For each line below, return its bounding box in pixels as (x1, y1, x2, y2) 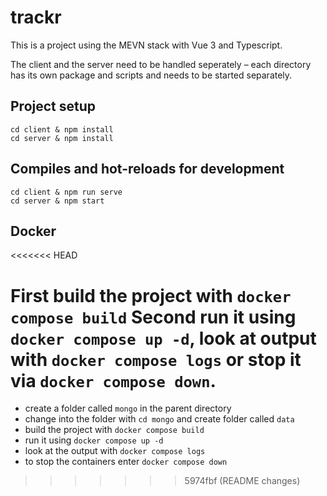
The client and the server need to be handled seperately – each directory (10, 58, 312, 70)
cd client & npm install (10, 124, 114, 135)
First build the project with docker (10, 284, 292, 307)
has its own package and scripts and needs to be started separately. (10, 69, 293, 81)
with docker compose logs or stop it (10, 348, 302, 371)
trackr (10, 6, 62, 29)
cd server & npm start (10, 196, 105, 206)
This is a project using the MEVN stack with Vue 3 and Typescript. (10, 39, 283, 51)
